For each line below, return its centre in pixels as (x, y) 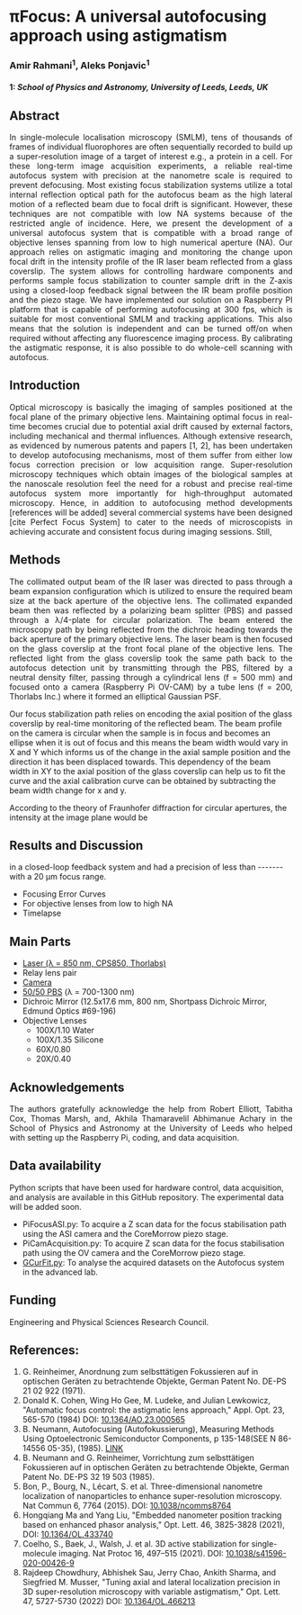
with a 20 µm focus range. (58, 877)
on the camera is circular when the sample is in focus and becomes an (140, 733)
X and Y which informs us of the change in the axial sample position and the (150, 752)
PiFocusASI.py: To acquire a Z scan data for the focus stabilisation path (155, 1224)
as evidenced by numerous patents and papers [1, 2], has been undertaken (151, 445)
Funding (33, 1300)
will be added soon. (46, 1206)
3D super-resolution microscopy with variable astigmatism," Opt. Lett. (151, 1592)
